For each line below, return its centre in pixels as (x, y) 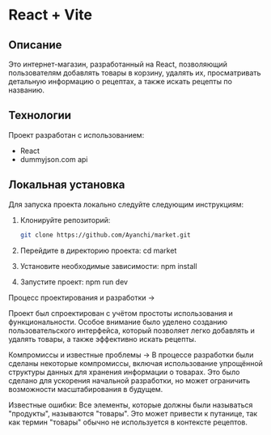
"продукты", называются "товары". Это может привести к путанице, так (133, 413)
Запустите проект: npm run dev (74, 282)
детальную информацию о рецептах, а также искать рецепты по (121, 81)
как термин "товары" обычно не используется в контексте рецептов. (128, 422)
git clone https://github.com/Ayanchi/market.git (106, 235)
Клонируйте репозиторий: (65, 220)
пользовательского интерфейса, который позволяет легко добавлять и (131, 331)
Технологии (40, 115)
